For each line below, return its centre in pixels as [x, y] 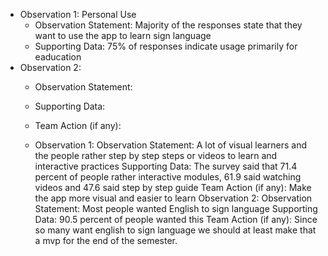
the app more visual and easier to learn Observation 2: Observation [173, 198]
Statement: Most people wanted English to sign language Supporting [176, 208]
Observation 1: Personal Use [78, 14]
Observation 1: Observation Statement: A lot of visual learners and [171, 145]
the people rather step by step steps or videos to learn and [156, 155]
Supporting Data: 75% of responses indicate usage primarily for [166, 46]
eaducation [58, 57]
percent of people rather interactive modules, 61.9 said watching [168, 177]
